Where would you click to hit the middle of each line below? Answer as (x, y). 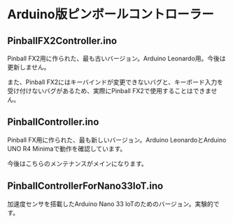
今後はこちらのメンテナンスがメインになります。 (78, 163)
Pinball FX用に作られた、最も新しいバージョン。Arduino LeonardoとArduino (117, 140)
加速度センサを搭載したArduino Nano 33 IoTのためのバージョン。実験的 (110, 203)
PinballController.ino (53, 122)
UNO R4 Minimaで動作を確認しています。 (67, 149)
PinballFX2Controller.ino (62, 40)
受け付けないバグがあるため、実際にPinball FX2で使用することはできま (109, 91)
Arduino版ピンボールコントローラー (111, 14)
